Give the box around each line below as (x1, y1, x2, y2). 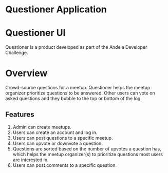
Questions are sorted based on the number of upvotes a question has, (12, 145, 161, 152)
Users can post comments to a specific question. (12, 162, 117, 168)
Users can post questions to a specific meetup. (12, 134, 113, 141)
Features (5, 110, 34, 119)
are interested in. (12, 157, 49, 163)
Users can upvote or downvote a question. (12, 140, 103, 146)
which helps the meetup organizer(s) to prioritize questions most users (12, 151, 163, 157)
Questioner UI (5, 27, 66, 39)
